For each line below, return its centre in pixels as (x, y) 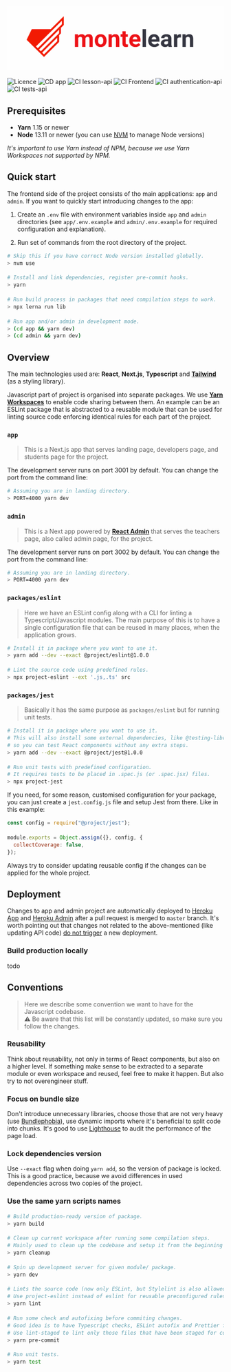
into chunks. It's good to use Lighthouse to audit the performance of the (109, 1129)
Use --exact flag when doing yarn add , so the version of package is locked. (114, 1169)
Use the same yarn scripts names (64, 1201)
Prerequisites (36, 111)
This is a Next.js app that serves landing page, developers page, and (121, 450)
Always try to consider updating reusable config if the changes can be (107, 865)
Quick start (32, 177)
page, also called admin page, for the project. (88, 538)
